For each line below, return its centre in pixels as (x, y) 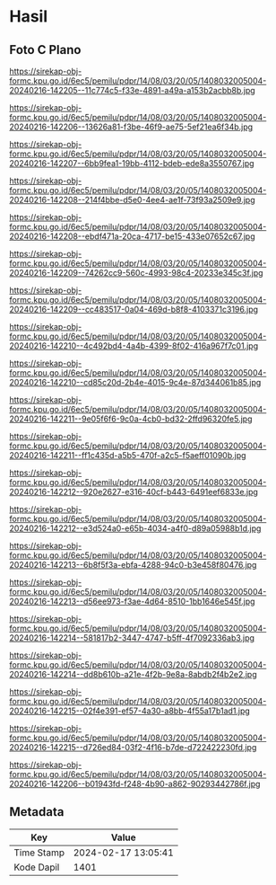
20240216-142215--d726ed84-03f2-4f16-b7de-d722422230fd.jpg (133, 747)
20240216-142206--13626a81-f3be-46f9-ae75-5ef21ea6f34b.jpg (131, 127)
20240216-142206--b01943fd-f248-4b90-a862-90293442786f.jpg (135, 784)
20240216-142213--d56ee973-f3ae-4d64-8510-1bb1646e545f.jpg (132, 601)
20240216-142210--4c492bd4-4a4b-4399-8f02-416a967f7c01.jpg (134, 346)
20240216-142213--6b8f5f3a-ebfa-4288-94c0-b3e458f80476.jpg (133, 565)
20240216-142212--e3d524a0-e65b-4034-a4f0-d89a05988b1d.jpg (135, 528)
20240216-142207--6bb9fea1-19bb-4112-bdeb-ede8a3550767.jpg (132, 163)
